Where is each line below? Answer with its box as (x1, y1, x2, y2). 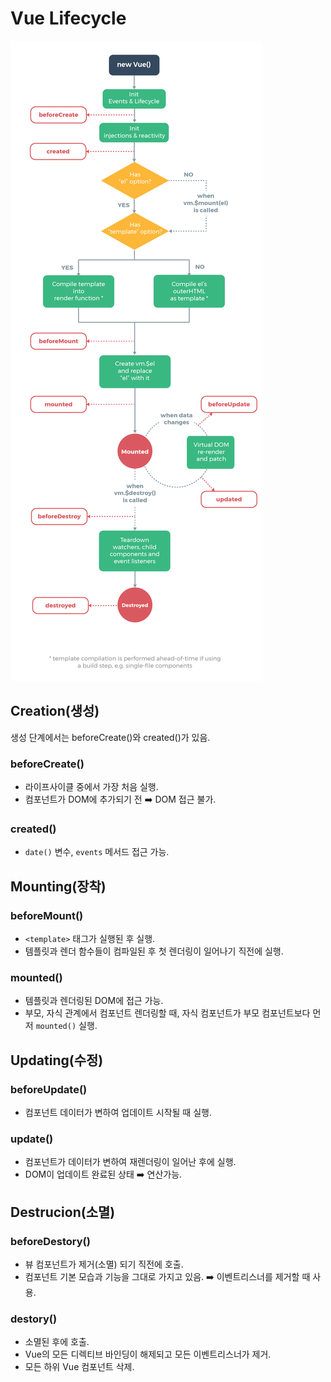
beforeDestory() (10, 1234, 91, 1248)
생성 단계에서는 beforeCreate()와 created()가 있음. (10, 731, 211, 743)
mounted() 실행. (35, 1020, 98, 1032)
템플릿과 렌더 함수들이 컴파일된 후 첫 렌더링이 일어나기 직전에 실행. (24, 945, 284, 957)
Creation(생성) (10, 703, 100, 720)
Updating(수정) (10, 1052, 104, 1069)
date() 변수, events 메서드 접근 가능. (24, 846, 170, 858)
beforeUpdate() (10, 1082, 88, 1096)
